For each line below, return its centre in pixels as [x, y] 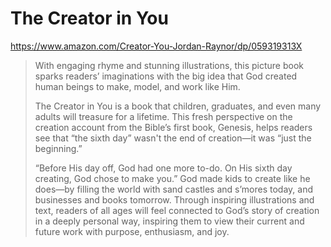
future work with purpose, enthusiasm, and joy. [132, 231]
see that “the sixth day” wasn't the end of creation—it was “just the [173, 138]
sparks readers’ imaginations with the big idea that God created [166, 76]
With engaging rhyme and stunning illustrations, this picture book [169, 65]
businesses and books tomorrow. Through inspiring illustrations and [174, 199]
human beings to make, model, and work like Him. [137, 86]
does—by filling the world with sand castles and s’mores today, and [173, 189]
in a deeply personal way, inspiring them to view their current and [169, 221]
